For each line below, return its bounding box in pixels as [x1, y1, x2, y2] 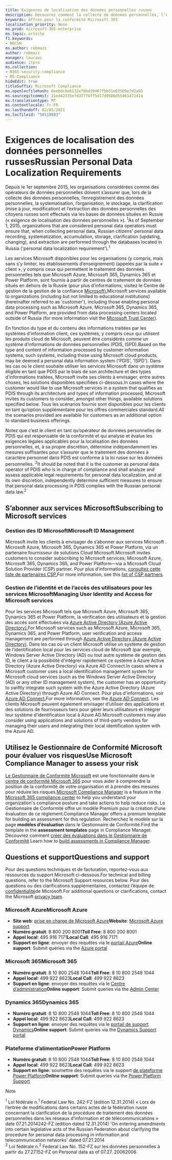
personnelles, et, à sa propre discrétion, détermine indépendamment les [5, 444, 158, 450]
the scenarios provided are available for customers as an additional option [5, 412, 162, 418]
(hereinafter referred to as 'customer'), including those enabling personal [5, 299, 160, 305]
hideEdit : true [5, 79, 38, 84]
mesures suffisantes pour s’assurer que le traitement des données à [5, 449, 149, 456]
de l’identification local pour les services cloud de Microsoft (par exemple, [5, 647, 162, 653]
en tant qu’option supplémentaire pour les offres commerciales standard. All [5, 406, 165, 413]
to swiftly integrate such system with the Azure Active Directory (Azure [5, 684, 155, 691]
